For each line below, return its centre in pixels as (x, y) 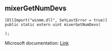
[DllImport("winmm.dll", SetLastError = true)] (56, 20)
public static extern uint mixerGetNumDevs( (53, 24)
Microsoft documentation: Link (37, 43)
